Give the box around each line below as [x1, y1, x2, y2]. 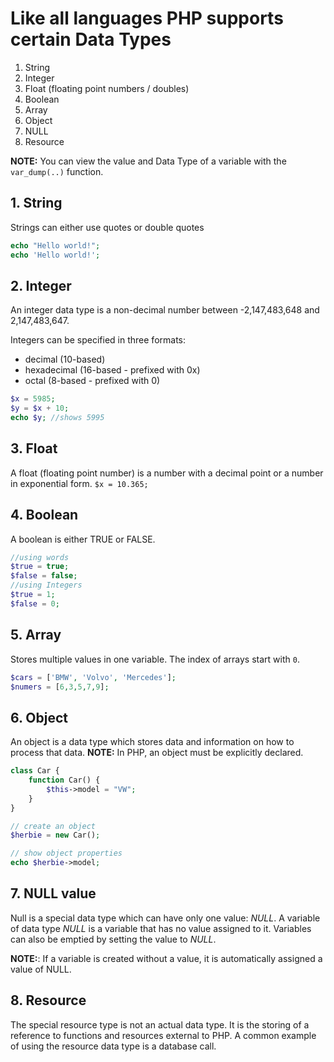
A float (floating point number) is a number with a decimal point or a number [10, 467, 324, 479]
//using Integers [10, 580, 83, 591]
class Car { [10, 766, 60, 776]
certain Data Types [10, 28, 172, 51]
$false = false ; [10, 571, 78, 581]
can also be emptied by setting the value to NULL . [10, 933, 217, 945]
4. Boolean [10, 507, 79, 524]
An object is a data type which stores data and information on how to [10, 736, 295, 748]
